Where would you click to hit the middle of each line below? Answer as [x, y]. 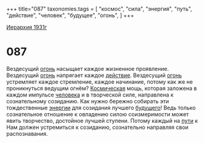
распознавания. [27, 133]
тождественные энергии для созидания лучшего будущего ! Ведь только [101, 108]
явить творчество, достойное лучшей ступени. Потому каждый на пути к [102, 120]
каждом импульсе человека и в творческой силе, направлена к [90, 95]
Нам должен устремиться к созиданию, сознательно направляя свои [97, 127]
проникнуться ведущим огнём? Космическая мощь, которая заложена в [102, 88]
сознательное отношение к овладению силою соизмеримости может [98, 114]
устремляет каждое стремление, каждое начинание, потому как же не [100, 81]
